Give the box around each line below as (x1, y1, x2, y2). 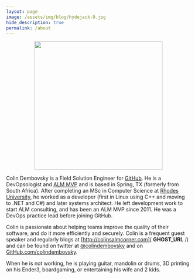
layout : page (6, 8, 38, 15)
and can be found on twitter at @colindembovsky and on (6, 242, 143, 250)
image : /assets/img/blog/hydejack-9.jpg (6, 14, 107, 20)
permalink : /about (6, 25, 51, 31)
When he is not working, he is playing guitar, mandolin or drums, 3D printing (6, 260, 190, 267)
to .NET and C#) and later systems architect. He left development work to (6, 200, 183, 207)
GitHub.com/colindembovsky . (6, 248, 78, 256)
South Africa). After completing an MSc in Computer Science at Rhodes (6, 187, 179, 194)
